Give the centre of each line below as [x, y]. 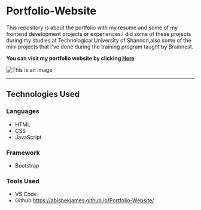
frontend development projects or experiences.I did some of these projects [99, 34]
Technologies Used [43, 94]
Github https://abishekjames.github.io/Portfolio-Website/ [84, 200]
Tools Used [23, 181]
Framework [23, 153]
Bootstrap [27, 165]
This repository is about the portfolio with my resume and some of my [92, 28]
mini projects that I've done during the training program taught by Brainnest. [100, 47]
